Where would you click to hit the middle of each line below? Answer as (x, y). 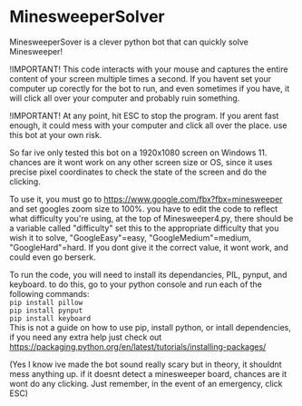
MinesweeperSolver (87, 17)
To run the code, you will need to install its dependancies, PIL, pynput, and (148, 274)
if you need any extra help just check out (86, 337)
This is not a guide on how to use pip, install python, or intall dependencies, (151, 327)
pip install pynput (46, 311)
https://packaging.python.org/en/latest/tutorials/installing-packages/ (138, 346)
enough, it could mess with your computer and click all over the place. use (148, 125)
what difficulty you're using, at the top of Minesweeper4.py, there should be (151, 218)
